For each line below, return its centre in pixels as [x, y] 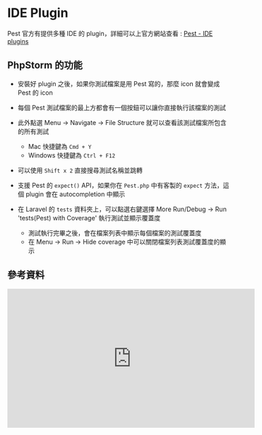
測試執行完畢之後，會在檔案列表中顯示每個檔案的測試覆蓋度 [115, 233]
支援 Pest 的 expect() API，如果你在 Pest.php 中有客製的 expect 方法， [120, 185]
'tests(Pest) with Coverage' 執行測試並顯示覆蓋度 [89, 218]
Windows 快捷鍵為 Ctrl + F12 [72, 155]
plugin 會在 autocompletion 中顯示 [76, 194]
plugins [18, 41]
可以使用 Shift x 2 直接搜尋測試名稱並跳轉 [80, 170]
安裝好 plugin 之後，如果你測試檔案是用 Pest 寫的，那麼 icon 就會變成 [119, 83]
